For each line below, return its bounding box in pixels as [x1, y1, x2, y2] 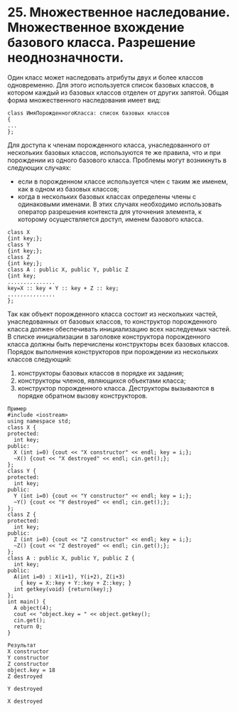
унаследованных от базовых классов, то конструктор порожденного [7, 317, 217, 326]
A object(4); [13, 604, 53, 612]
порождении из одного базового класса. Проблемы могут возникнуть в [7, 156, 227, 164]
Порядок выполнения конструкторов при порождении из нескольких [7, 347, 219, 356]
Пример [7, 405, 27, 413]
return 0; [13, 623, 43, 630]
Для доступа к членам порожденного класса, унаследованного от [7, 140, 210, 149]
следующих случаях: [7, 163, 71, 171]
